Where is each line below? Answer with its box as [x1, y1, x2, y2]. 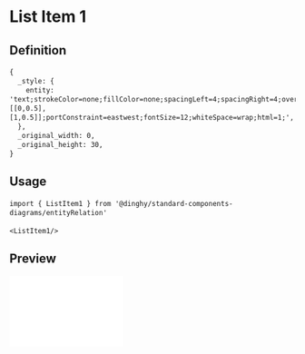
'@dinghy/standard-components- [114, 199, 233, 208]
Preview [9, 251, 57, 267]
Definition [9, 43, 66, 58]
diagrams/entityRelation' [9, 208, 107, 217]
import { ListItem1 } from [9, 199, 112, 208]
